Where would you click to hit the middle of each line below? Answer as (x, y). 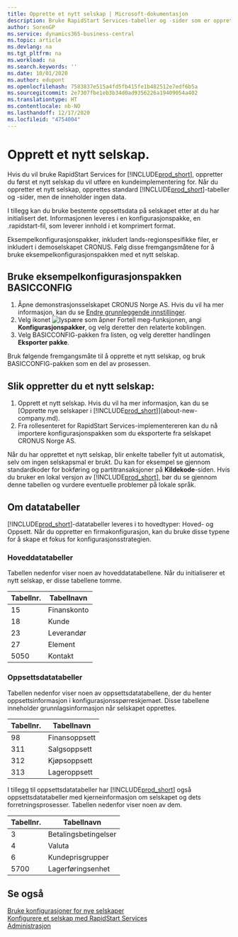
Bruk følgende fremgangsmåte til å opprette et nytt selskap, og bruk (106, 356)
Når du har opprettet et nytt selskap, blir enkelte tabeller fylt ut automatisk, (116, 455)
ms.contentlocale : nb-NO (44, 106)
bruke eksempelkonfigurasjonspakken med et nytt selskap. (93, 254)
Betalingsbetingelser (82, 834)
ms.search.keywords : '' (42, 67)
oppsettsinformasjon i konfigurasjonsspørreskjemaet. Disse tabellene (108, 700)
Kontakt (61, 656)
